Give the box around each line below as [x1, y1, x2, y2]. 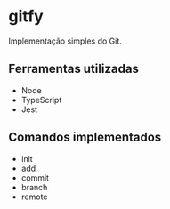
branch [20, 181, 48, 192]
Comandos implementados [8, 130, 162, 145]
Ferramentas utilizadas [8, 61, 140, 76]
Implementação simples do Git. [8, 36, 122, 46]
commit [20, 172, 50, 183]
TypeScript [20, 94, 62, 105]
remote [20, 191, 48, 202]
